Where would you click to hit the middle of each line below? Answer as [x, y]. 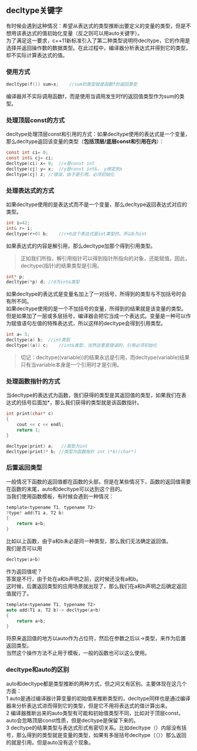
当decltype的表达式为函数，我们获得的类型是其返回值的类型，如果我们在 [94, 395]
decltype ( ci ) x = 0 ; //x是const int [50, 164]
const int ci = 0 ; [27, 153]
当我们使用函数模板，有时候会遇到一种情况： [60, 496]
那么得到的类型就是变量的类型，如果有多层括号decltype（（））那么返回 [101, 735]
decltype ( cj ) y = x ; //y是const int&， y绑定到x [64, 169]
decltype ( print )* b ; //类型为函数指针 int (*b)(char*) [71, 451]
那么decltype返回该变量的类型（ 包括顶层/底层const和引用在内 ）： [85, 141]
